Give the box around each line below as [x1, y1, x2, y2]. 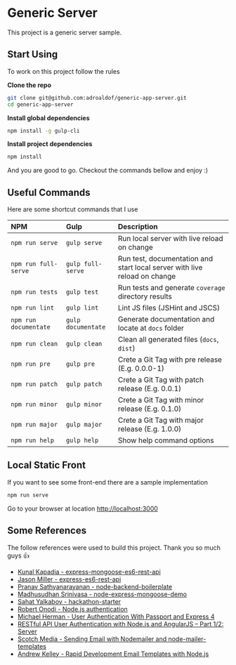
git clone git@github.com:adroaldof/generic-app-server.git [7, 94, 188, 101]
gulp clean [65, 340, 103, 348]
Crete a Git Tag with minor [118, 395, 204, 405]
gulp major [65, 421, 103, 429]
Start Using [7, 48, 58, 60]
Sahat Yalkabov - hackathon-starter [17, 597, 122, 605]
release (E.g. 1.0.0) [118, 424, 182, 434]
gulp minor [65, 400, 103, 409]
